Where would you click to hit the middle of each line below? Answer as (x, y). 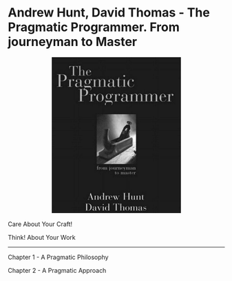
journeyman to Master (73, 42)
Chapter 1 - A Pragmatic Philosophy (58, 257)
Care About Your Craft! (40, 224)
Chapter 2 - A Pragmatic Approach (57, 271)
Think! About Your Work (42, 238)
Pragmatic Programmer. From (94, 27)
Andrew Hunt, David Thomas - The (109, 13)
